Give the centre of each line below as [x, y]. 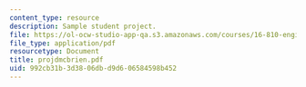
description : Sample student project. [83, 26]
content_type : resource [55, 18]
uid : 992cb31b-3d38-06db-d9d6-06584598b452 [93, 69]
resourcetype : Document [55, 52]
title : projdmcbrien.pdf [56, 60]
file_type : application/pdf [63, 43]
